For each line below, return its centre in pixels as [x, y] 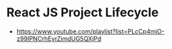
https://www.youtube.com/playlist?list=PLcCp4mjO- [90, 31]
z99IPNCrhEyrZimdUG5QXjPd [59, 38]
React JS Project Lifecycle [83, 13]
